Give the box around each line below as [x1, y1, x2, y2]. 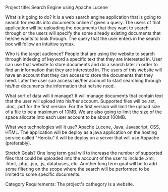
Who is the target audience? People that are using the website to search [5, 51, 155, 57]
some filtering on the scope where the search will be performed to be [5, 166, 150, 172]
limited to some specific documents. [5, 171, 81, 177]
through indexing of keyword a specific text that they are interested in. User [5, 56, 162, 62]
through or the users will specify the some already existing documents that [5, 30, 161, 36]
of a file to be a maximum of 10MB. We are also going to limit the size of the [5, 109, 162, 115]
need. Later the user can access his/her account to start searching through [5, 78, 161, 83]
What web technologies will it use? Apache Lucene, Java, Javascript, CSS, [5, 124, 160, 130]
